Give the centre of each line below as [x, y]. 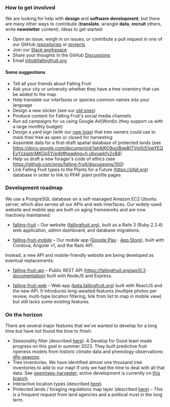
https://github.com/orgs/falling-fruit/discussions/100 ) [68, 164]
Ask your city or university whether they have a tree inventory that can [86, 89]
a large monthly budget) [38, 126]
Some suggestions [25, 72]
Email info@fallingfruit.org [40, 61]
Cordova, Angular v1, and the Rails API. [53, 245]
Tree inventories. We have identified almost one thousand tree [77, 363]
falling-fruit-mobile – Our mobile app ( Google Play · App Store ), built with [88, 240]
